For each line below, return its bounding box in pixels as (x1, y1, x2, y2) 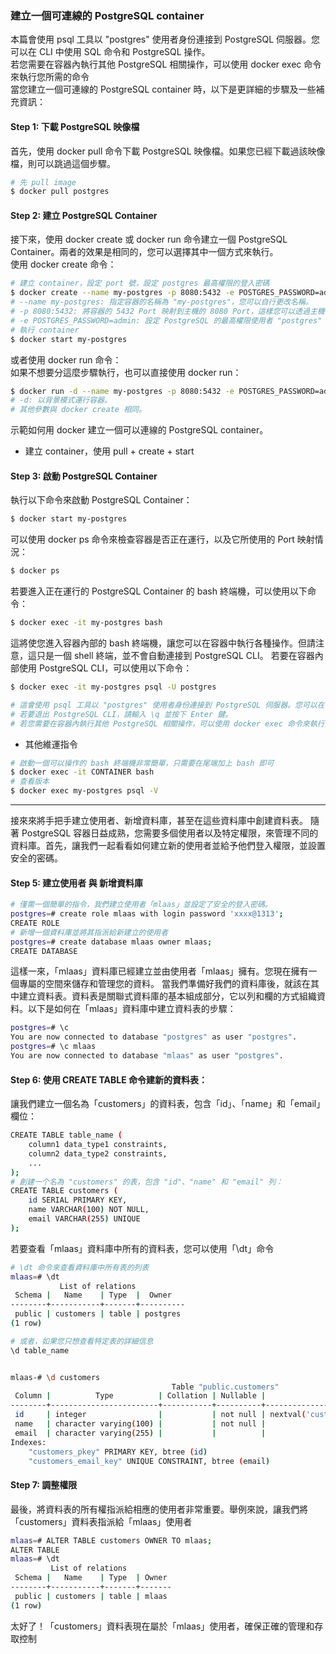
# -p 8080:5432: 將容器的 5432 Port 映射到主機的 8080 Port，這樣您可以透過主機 (10, 307, 325, 317)
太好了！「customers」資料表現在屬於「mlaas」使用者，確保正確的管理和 (10, 1620, 315, 1632)
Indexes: (10, 1437, 47, 1447)
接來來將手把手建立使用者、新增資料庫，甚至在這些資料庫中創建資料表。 (10, 815, 308, 827)
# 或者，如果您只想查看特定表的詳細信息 (10, 1336, 154, 1346)
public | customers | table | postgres (14, 1309, 182, 1319)
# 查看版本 (10, 777, 50, 787)
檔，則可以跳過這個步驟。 (10, 157, 116, 169)
